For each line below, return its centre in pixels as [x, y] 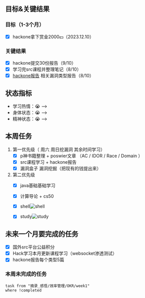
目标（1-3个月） [25, 25]
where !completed [23, 290]
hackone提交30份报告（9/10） [44, 63]
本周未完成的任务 [26, 274]
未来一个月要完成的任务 [42, 234]
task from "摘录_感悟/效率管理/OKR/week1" [47, 286]
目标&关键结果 [28, 9]
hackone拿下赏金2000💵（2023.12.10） [53, 36]
